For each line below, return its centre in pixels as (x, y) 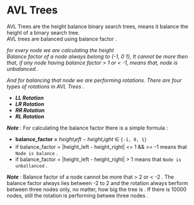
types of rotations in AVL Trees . (45, 86)
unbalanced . (23, 69)
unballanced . (31, 165)
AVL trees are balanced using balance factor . (62, 39)
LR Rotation (30, 104)
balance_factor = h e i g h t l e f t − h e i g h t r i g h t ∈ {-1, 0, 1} (81, 140)
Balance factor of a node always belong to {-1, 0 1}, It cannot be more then (97, 56)
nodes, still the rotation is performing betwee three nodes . (78, 195)
